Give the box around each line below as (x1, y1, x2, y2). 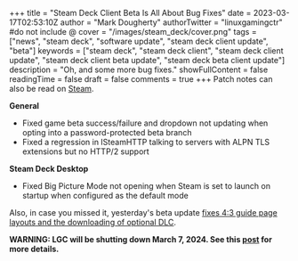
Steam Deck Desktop (9, 164, 89, 174)
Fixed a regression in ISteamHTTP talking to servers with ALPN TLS (21, 137, 270, 147)
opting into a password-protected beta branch (21, 127, 192, 137)
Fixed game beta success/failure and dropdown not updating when (21, 118, 269, 128)
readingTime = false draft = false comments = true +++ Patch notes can (9, 74, 273, 84)
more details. (9, 244, 60, 254)
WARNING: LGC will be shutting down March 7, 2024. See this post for (9, 234, 273, 244)
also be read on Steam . (9, 84, 94, 94)
